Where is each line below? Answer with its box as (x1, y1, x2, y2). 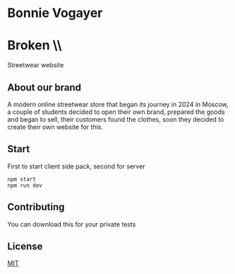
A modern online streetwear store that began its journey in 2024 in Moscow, (7, 100, 229, 108)
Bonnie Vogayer (7, 5, 103, 21)
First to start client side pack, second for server (7, 161, 146, 171)
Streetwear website (7, 61, 64, 69)
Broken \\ (7, 38, 62, 54)
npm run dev (7, 182, 42, 189)
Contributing (7, 201, 65, 213)
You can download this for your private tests (7, 219, 136, 228)
